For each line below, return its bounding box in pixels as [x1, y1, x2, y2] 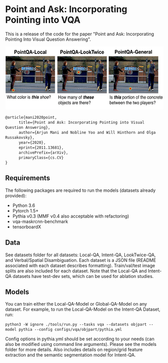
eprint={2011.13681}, [18, 145, 64, 150]
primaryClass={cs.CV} [18, 155, 64, 160]
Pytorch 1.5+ [12, 207, 39, 213]
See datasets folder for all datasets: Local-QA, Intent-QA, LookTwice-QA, [5, 252, 156, 258]
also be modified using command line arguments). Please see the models [5, 341, 157, 347]
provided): [5, 192, 27, 198]
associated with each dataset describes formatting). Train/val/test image [5, 262, 155, 268]
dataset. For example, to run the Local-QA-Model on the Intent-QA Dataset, [5, 306, 160, 313]
